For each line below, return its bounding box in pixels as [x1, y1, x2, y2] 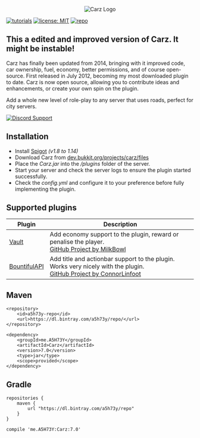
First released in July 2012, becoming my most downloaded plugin [26, 72, 189, 79]
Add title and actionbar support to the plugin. [49, 255, 175, 263]
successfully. [14, 173, 48, 180]
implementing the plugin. [14, 185, 76, 192]
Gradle [6, 379, 32, 390]
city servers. [6, 102, 37, 110]
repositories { [6, 395, 44, 402]
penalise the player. [49, 238, 105, 246]
